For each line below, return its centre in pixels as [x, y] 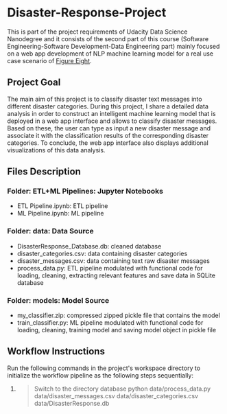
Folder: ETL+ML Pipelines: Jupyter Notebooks [85, 192]
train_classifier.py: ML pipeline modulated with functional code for [110, 323]
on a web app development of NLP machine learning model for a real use [110, 54]
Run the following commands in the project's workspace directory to [104, 368]
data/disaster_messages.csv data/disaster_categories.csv [116, 395]
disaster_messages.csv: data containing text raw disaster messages [113, 261]
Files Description [44, 172]
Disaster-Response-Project [87, 13]
